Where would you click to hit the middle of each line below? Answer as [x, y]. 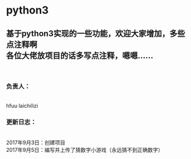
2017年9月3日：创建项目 [36, 143]
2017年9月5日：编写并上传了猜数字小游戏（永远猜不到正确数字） [85, 150]
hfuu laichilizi [22, 106]
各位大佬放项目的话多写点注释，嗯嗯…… [80, 56]
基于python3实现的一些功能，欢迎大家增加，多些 [96, 33]
